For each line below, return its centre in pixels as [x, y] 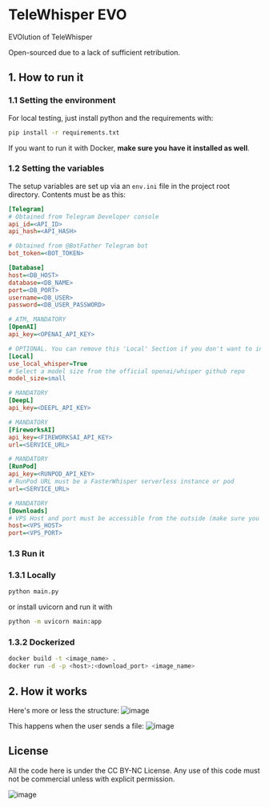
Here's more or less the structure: [64, 711]
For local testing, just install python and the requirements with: [111, 118]
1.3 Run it [26, 554]
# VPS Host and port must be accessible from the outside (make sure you [134, 518]
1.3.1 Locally [32, 576]
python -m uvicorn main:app [55, 622]
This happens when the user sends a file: [76, 726]
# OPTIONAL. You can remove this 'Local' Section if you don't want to [130, 349]
